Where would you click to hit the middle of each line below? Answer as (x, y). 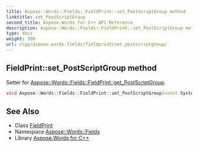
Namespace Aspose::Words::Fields (57, 132)
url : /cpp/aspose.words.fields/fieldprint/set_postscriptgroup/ (87, 45)
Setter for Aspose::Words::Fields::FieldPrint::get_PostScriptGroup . (86, 82)
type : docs (19, 34)
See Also (23, 111)
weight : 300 (21, 39)
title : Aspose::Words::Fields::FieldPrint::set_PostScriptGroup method (96, 11)
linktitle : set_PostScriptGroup (46, 17)
